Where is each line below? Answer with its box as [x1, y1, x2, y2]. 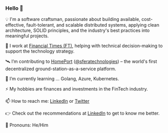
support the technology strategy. [5, 48, 75, 54]
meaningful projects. [5, 33, 49, 39]
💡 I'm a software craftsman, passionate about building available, [5, 16, 141, 23]
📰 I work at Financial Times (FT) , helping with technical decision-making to [5, 43, 163, 49]
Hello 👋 [5, 5, 24, 12]
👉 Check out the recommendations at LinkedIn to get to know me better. [5, 110, 160, 117]
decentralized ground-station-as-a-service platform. [5, 66, 116, 72]
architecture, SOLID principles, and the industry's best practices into [5, 28, 150, 34]
